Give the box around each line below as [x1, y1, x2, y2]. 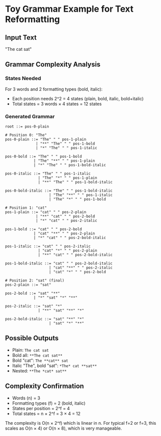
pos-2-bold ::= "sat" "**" [5, 291, 60, 296]
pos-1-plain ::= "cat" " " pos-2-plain [5, 209, 87, 215]
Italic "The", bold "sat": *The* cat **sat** [12, 363, 97, 369]
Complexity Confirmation [5, 382, 84, 391]
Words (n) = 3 [12, 395, 41, 401]
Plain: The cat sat [12, 347, 49, 353]
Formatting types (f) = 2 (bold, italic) [12, 400, 86, 406]
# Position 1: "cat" [5, 205, 47, 210]
